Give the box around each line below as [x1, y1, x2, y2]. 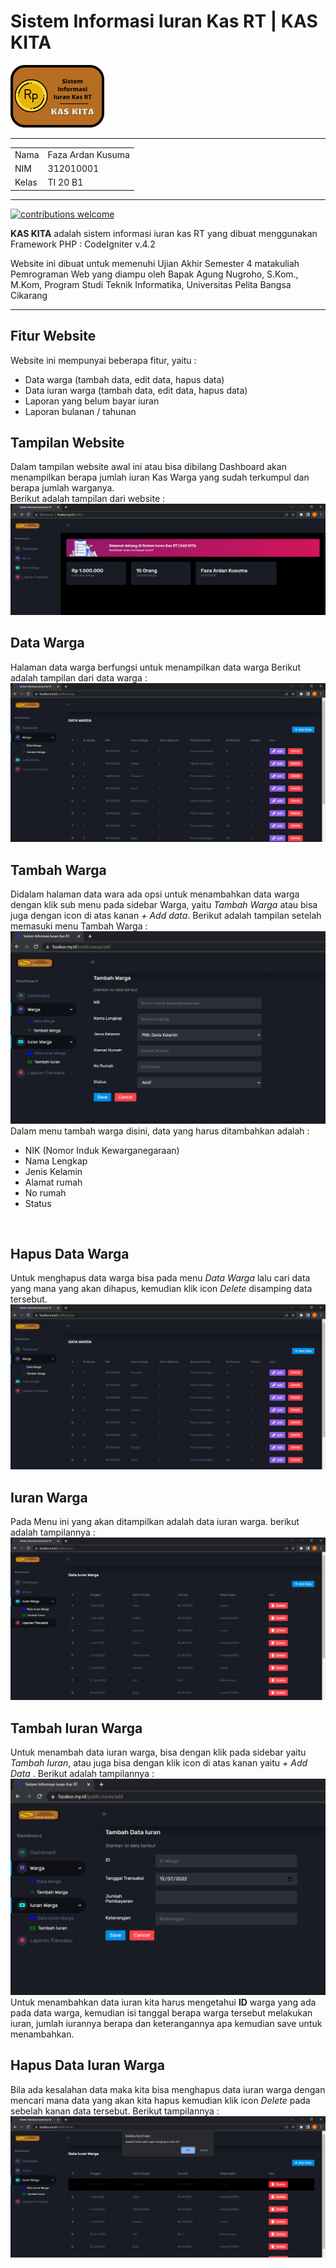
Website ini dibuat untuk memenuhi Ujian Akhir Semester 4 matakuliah [10, 257, 300, 269]
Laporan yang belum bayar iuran [24, 395, 160, 407]
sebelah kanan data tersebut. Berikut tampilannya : [10, 2105, 220, 2117]
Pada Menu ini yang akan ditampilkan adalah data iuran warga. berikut [10, 1516, 300, 1528]
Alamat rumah [24, 1176, 83, 1188]
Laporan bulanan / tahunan [24, 405, 137, 417]
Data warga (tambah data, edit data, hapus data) [24, 373, 225, 385]
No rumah [24, 1186, 67, 1199]
